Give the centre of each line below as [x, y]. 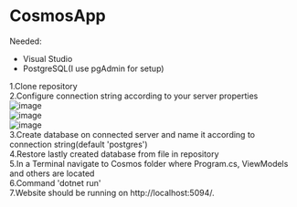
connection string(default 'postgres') [79, 144]
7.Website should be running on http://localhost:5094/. [112, 192]
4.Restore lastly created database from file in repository [114, 154]
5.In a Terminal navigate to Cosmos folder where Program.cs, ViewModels [149, 163]
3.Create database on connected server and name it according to [133, 134]
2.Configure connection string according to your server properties [134, 96]
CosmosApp [58, 16]
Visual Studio [48, 58]
